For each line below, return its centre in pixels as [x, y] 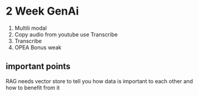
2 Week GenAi [42, 11]
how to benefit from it [33, 87]
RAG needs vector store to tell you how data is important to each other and [99, 81]
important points [38, 67]
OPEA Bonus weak [38, 47]
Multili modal [30, 28]
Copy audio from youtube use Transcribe [66, 34]
